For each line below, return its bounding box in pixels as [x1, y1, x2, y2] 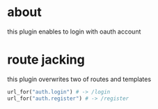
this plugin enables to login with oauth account [7, 27, 141, 36]
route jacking [7, 52, 85, 68]
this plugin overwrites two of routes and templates [7, 75, 152, 83]
